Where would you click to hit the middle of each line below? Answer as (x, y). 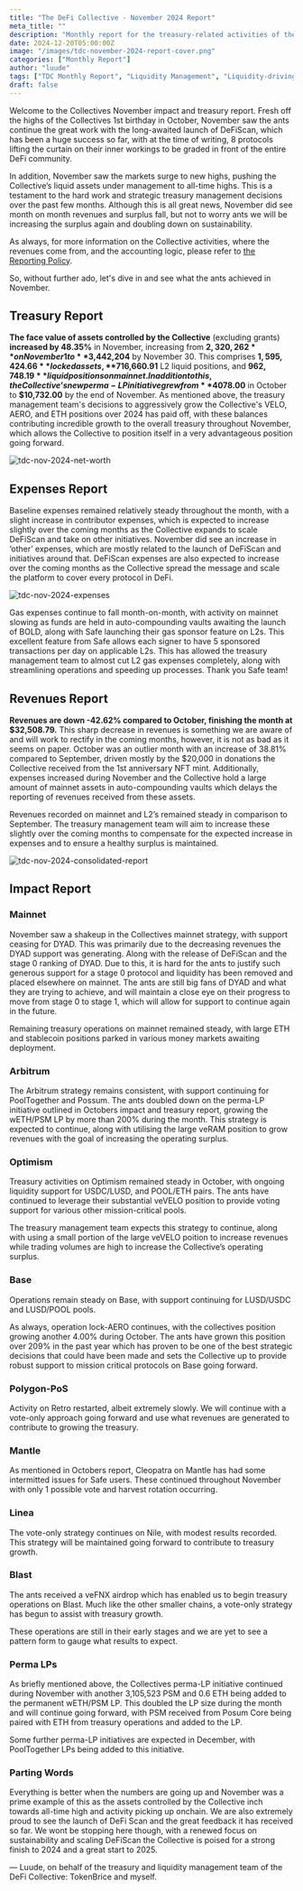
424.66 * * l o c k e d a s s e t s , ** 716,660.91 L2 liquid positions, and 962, (138, 366)
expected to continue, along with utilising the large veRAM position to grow (149, 1130)
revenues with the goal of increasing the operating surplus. (119, 1139)
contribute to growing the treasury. (74, 1427)
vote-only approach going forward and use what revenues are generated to (150, 1417)
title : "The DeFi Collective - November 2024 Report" (113, 18)
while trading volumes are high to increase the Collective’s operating (136, 1247)
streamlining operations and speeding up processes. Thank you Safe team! (149, 670)
